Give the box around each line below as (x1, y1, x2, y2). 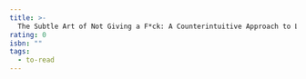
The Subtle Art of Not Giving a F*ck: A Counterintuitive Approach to (17, 22, 291, 31)
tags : (9, 47, 30, 56)
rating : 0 (9, 30, 47, 39)
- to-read (17, 55, 55, 64)
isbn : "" (9, 38, 43, 48)
